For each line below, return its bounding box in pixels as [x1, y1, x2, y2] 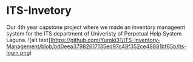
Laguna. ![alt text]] [6, 36, 53, 43]
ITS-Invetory [6, 4, 72, 17]
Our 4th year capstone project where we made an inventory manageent [6, 23, 186, 31]
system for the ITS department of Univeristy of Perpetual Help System [6, 29, 182, 37]
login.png [6, 49, 30, 56]
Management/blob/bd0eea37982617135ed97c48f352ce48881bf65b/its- [6, 43, 187, 50]
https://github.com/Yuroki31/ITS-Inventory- [52, 36, 161, 43]
